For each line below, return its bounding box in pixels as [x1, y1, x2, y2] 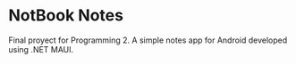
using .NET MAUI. [8, 44, 74, 54]
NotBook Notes [8, 5, 124, 26]
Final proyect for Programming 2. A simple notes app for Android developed [8, 35, 288, 45]
